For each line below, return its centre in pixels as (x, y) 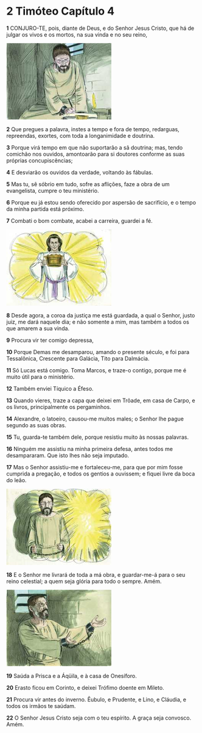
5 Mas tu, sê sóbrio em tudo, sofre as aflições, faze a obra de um (88, 184)
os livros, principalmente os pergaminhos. (59, 406)
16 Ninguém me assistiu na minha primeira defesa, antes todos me (90, 449)
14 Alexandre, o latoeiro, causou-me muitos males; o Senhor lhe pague (95, 419)
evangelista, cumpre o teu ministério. (53, 190)
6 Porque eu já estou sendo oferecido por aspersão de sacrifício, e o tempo (101, 202)
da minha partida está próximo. (45, 209)
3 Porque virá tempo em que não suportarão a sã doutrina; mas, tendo (95, 147)
